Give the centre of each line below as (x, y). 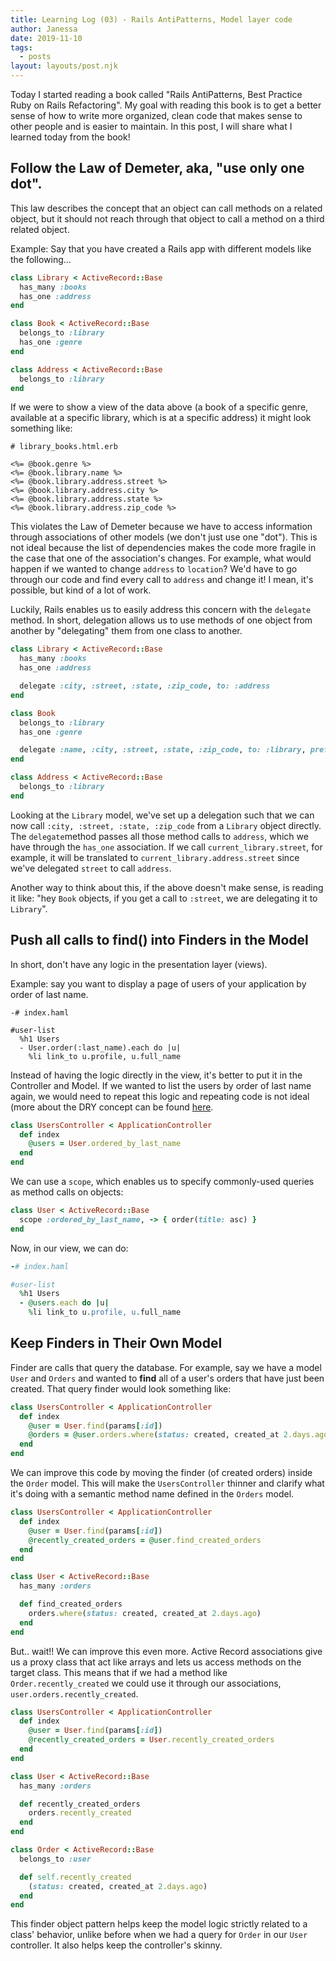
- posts (35, 57)
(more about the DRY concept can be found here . (112, 1107)
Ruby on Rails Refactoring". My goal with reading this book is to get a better (166, 105)
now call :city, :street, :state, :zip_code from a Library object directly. (166, 825)
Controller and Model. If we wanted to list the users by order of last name (161, 1085)
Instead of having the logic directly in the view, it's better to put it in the (156, 1075)
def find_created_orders (71, 1604)
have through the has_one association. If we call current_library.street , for (166, 847)
